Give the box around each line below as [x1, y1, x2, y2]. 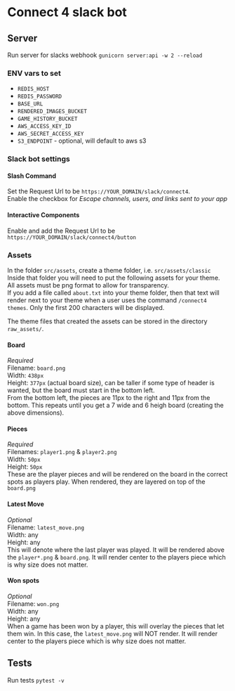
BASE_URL [17, 101, 43, 108]
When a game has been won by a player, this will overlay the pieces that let [7, 621, 224, 630]
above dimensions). [7, 408, 65, 417]
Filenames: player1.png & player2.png [7, 448, 117, 456]
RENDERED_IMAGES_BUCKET [17, 108, 88, 115]
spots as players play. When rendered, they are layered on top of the [7, 477, 206, 486]
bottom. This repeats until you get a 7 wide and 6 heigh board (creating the [7, 401, 224, 410]
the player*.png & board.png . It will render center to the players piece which [7, 553, 227, 561]
